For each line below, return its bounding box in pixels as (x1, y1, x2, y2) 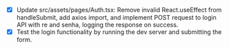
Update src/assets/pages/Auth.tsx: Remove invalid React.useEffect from (16, 6, 222, 14)
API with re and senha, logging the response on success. (16, 20, 179, 29)
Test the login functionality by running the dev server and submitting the (16, 28, 222, 36)
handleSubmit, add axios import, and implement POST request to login (16, 14, 217, 22)
